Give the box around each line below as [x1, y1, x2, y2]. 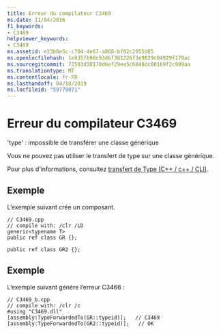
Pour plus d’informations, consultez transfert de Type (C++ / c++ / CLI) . [7, 165, 209, 173]
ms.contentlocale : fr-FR [7, 73, 78, 81]
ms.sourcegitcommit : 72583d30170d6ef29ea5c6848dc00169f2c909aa [7, 61, 191, 68]
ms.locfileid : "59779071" [7, 86, 80, 93]
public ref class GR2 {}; [7, 246, 80, 253]
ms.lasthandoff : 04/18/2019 [7, 80, 87, 87]
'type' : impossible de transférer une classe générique [7, 138, 159, 147]
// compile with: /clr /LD [7, 222, 84, 229]
